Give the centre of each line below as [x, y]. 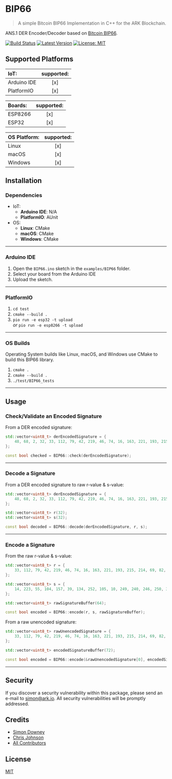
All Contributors [29, 743]
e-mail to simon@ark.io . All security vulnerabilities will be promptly [76, 698]
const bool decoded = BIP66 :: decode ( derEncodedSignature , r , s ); [76, 527]
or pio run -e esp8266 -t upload [48, 325]
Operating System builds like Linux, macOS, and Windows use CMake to [81, 354]
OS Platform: [24, 137]
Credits [17, 720]
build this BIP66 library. [30, 360]
